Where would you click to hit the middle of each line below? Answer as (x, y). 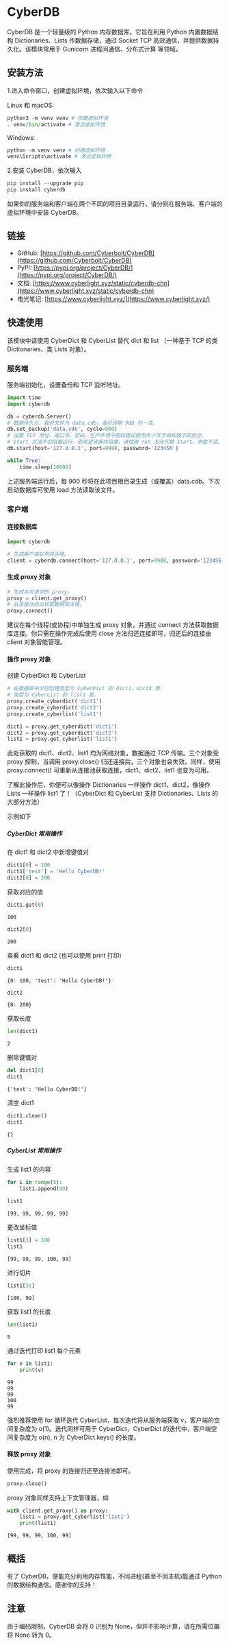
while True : (24, 460)
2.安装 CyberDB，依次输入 (44, 170)
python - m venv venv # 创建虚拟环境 (56, 150)
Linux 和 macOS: (31, 105)
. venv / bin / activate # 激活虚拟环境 (56, 124)
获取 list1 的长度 (29, 1312)
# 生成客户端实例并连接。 (38, 554)
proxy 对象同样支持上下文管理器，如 (58, 1498)
